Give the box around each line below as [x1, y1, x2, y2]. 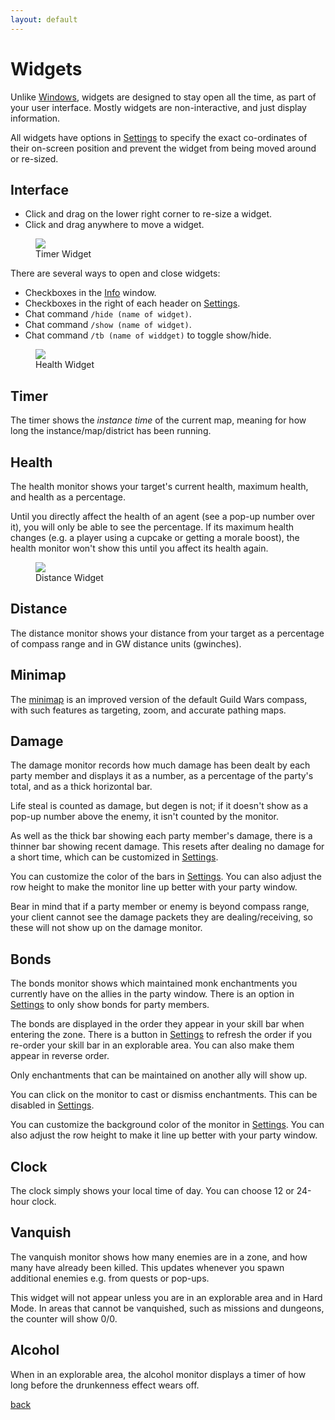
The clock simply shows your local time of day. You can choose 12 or [10, 1185, 295, 1197]
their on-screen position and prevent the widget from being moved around [10, 142, 317, 154]
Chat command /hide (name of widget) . [24, 308, 192, 320]
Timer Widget [35, 248, 92, 260]
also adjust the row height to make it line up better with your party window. [10, 1129, 318, 1141]
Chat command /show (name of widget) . [24, 319, 192, 331]
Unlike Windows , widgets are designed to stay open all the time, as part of [10, 91, 317, 103]
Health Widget [35, 359, 95, 371]
